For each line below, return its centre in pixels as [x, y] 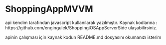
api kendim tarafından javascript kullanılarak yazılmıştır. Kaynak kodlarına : [81, 22]
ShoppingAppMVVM [49, 9]
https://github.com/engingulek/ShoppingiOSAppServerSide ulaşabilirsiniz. [81, 27]
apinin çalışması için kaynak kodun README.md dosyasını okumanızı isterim [83, 37]
